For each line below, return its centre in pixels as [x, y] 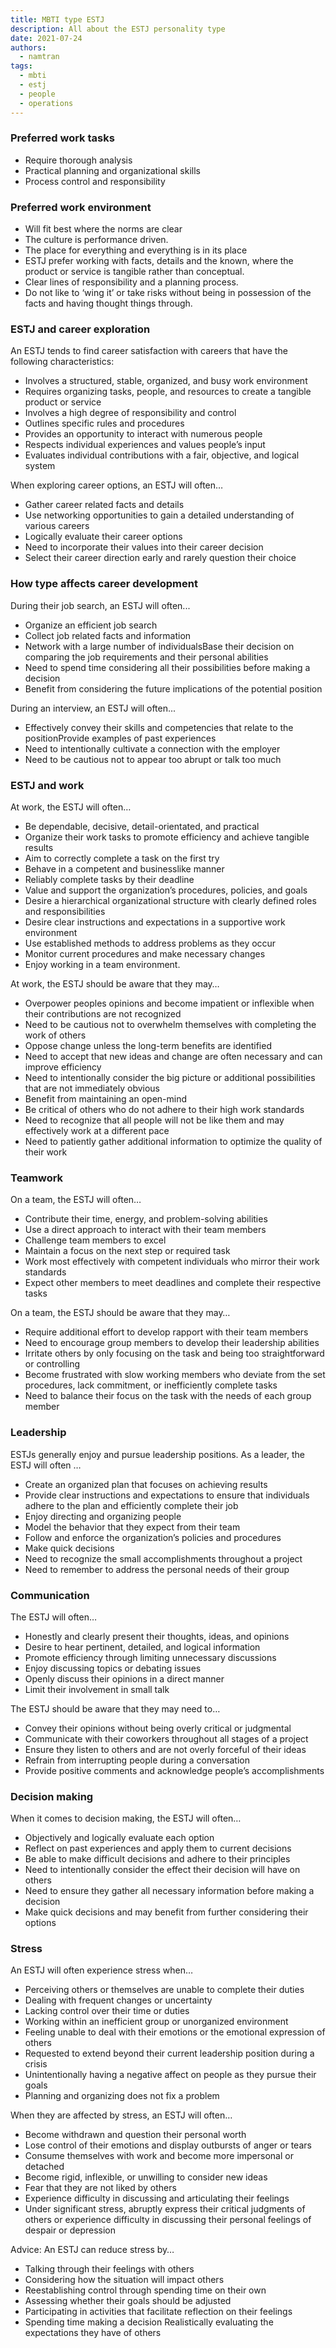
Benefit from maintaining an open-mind [106, 1098]
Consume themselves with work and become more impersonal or [159, 2156]
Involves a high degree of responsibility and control [130, 413]
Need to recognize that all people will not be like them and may [154, 1120]
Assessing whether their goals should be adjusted [128, 2301]
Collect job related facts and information [108, 635]
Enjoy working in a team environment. [102, 964]
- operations [46, 103]
